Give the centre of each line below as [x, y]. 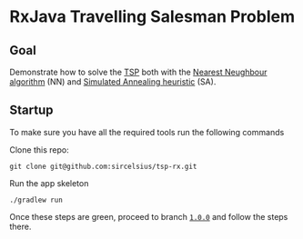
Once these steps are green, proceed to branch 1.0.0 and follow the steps [149, 216]
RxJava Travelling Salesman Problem [152, 17]
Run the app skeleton [49, 183]
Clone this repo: [40, 149]
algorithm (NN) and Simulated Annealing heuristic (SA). [113, 82]
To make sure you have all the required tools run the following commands [147, 132]
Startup [31, 110]
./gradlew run [36, 200]
